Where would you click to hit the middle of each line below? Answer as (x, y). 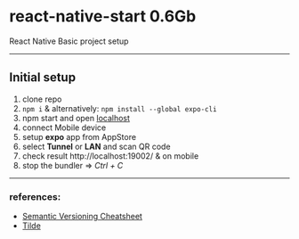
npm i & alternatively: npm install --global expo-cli (119, 108)
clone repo (42, 99)
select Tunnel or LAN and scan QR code (96, 146)
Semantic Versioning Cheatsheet (82, 217)
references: (35, 196)
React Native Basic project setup (69, 41)
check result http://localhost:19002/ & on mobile (110, 156)
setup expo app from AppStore (79, 136)
